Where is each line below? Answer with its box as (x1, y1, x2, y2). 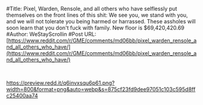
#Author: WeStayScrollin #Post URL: (6, 31, 97, 38)
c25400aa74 (6, 92, 38, 99)
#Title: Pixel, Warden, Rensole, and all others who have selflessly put (6, 5, 178, 12)
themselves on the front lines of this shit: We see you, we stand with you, (6, 11, 188, 19)
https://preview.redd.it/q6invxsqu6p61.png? (6, 79, 115, 86)
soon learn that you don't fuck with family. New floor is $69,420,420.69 (6, 24, 185, 31)
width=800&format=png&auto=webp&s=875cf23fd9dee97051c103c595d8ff (6, 86, 196, 92)
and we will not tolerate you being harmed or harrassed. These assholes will (6, 18, 196, 25)
